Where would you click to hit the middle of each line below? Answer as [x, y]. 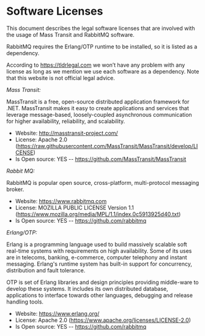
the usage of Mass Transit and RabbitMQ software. [70, 34]
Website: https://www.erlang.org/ [57, 313]
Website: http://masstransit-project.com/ [66, 133]
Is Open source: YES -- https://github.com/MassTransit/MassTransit [101, 159]
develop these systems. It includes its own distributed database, [87, 288]
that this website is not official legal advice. [61, 78]
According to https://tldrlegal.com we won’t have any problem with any [96, 65]
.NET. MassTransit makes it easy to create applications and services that [98, 108]
